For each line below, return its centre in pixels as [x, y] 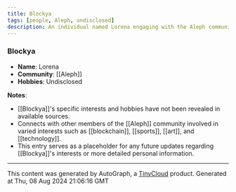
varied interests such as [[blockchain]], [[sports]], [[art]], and [106, 131]
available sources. [44, 116]
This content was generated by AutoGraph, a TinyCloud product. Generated [117, 173]
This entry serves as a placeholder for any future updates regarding [116, 146]
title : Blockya [29, 14]
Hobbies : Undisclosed [50, 81]
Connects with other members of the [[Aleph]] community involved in [118, 123]
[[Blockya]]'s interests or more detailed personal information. [106, 153]
